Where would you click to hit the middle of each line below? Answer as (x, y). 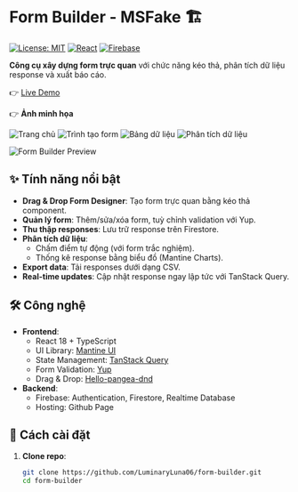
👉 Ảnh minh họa (41, 113)
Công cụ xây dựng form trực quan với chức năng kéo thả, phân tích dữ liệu (147, 65)
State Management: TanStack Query (102, 359)
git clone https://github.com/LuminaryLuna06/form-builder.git (142, 472)
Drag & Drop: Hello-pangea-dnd (94, 378)
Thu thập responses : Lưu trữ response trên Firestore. (121, 229)
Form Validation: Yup (73, 369)
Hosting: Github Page (74, 407)
